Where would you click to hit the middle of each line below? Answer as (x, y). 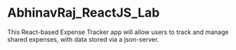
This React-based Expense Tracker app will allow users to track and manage (118, 32)
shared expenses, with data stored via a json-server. (83, 39)
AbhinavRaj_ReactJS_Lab (84, 13)
